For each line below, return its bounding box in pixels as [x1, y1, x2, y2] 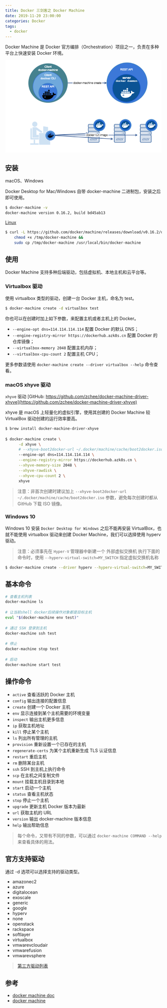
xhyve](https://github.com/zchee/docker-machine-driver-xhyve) [5, 399, 138, 405]
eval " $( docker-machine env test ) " [5, 615, 79, 620]
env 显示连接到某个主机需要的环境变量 [12, 710, 90, 716]
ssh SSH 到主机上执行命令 [12, 766, 66, 772]
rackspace [12, 926, 34, 932]
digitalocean [12, 889, 38, 895]
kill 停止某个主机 [12, 729, 49, 734]
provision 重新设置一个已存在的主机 [12, 741, 86, 747]
